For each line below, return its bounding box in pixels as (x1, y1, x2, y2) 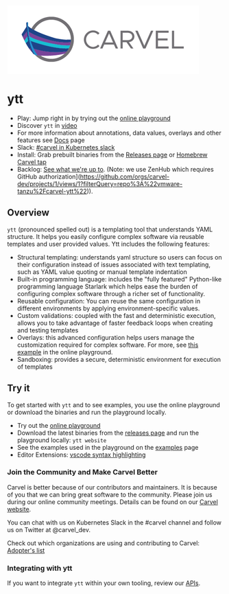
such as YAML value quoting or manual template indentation (16, 267, 187, 276)
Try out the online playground (16, 421, 101, 429)
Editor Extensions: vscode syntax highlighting (16, 450, 146, 459)
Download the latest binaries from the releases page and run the (16, 429, 200, 437)
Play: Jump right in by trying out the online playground (16, 114, 171, 122)
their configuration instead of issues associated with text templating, (16, 260, 211, 269)
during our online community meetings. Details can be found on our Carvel (7, 497, 218, 506)
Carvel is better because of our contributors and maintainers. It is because (7, 483, 217, 491)
